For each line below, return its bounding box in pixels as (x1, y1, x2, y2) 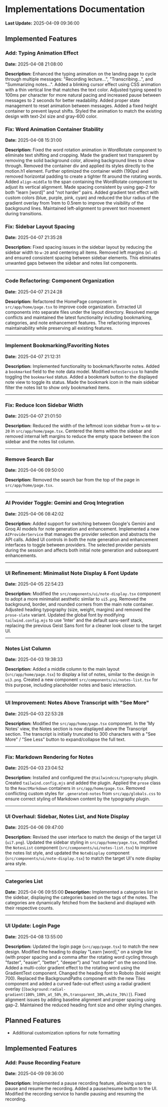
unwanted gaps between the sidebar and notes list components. (5, 260, 138, 266)
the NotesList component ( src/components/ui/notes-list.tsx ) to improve (5, 845, 157, 851)
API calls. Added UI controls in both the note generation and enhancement (5, 536, 158, 542)
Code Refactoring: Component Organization (5, 277, 114, 284)
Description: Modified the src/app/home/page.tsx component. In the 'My (5, 720, 155, 726)
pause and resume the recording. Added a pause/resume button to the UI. (5, 1085, 157, 1091)
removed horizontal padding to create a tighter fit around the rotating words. (5, 173, 162, 179)
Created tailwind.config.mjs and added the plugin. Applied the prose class (5, 780, 161, 786)
